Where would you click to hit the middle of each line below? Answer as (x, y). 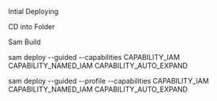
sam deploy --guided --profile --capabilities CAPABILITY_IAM (108, 81)
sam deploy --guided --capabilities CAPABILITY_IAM (94, 57)
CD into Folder (32, 26)
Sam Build (24, 42)
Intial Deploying (34, 11)
